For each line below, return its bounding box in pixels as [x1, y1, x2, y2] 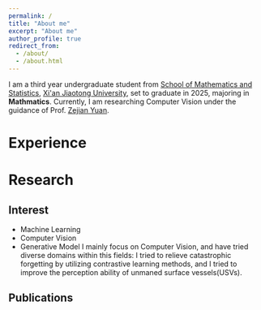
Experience [8, 134, 87, 153]
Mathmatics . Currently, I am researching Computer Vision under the [8, 97, 237, 106]
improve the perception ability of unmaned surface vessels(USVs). [19, 268, 242, 278]
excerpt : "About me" [8, 27, 79, 35]
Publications [8, 291, 74, 305]
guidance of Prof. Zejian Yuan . [8, 105, 109, 114]
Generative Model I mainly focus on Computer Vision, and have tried [19, 242, 249, 252]
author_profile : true [8, 34, 82, 43]
